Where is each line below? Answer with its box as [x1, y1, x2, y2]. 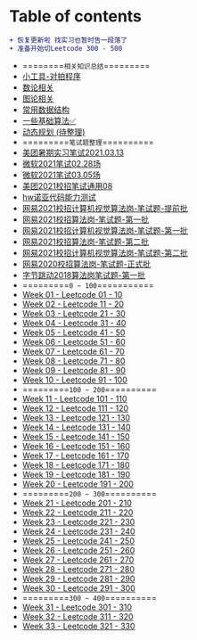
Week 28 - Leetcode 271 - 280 [21, 563, 135, 574]
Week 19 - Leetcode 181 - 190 [21, 469, 131, 480]
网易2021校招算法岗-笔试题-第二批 [21, 236, 150, 247]
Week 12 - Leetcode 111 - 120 [21, 403, 129, 414]
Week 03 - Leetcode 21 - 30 [21, 308, 127, 318]
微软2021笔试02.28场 [21, 158, 102, 168]
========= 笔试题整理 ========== [21, 136, 154, 147]
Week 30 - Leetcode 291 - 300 [21, 582, 135, 594]
